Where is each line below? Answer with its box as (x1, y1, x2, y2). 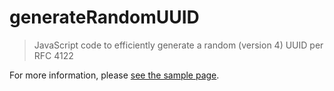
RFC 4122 (33, 49, 74, 61)
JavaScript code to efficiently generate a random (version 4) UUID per (33, 39, 324, 51)
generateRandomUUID (9, 6, 200, 29)
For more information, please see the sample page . (9, 69, 220, 81)
